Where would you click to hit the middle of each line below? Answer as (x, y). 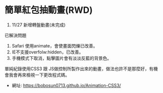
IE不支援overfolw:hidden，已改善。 (47, 52)
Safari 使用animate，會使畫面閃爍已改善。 (55, 46)
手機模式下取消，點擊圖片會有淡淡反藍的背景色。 (61, 58)
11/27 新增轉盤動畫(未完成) (39, 25)
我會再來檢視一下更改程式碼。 (39, 75)
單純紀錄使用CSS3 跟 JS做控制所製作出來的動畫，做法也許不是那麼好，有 (79, 69)
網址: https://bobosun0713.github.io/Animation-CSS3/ (66, 85)
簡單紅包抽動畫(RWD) (49, 10)
